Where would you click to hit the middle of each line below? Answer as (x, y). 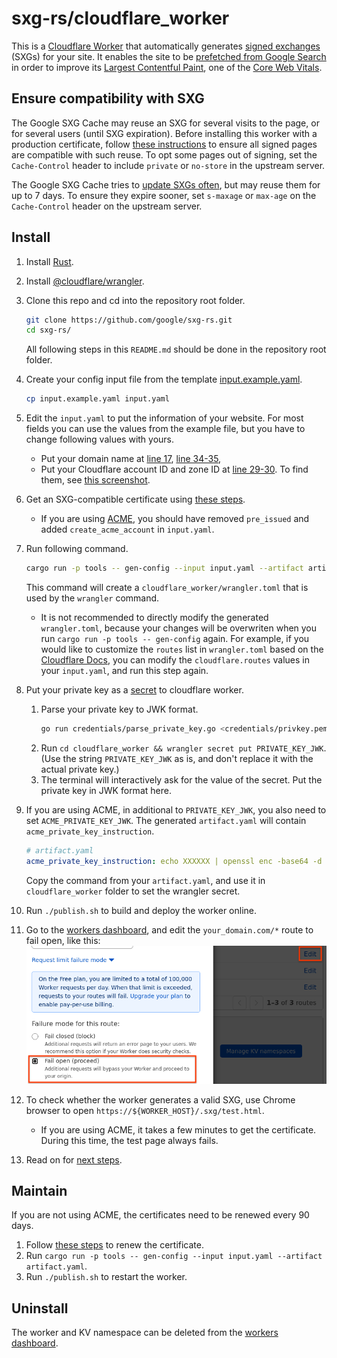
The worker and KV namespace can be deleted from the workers (145, 1333)
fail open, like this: (63, 940)
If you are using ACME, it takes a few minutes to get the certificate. (178, 1129)
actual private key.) (80, 769)
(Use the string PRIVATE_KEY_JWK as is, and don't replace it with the (177, 758)
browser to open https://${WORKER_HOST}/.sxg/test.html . (145, 1110)
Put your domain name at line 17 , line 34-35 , (131, 459)
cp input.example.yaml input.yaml (97, 399)
